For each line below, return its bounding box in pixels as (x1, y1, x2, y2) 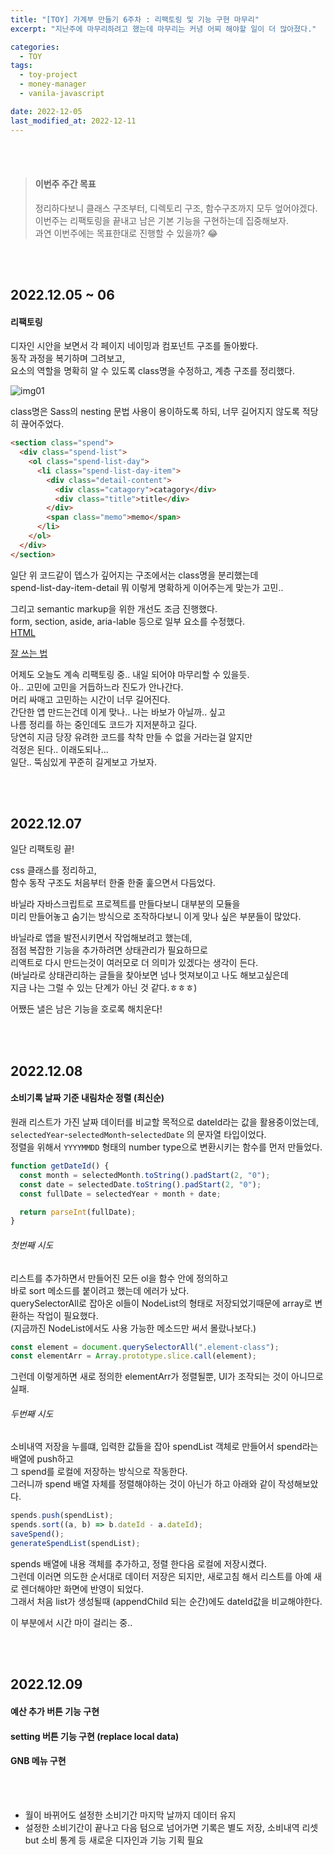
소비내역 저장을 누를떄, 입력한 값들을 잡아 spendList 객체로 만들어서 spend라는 (10, 1441, 319, 1453)
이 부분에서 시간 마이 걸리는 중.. (10, 1616, 133, 1628)
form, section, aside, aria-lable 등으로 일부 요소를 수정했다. (10, 615, 246, 627)
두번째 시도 (10, 1407, 54, 1420)
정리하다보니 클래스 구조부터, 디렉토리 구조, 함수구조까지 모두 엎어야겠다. (34, 202, 318, 214)
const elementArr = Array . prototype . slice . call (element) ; (10, 1351, 257, 1361)
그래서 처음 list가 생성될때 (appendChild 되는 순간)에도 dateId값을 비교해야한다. (10, 1595, 323, 1607)
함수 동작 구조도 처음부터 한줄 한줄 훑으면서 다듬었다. (10, 877, 216, 889)
